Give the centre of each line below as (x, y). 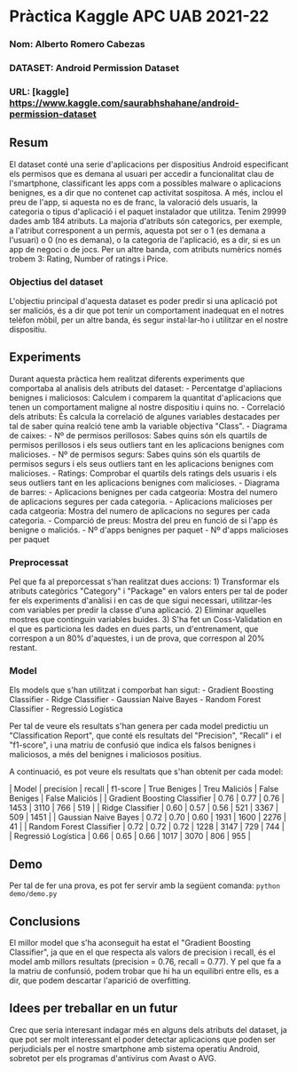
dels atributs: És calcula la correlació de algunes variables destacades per (145, 416)
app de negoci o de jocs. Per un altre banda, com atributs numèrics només (145, 249)
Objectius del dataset (56, 282)
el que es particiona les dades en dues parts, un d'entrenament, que (134, 629)
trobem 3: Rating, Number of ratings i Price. (89, 259)
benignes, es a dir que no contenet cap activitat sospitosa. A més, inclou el (146, 192)
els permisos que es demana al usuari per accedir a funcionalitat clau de (142, 173)
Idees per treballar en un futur (94, 1008)
